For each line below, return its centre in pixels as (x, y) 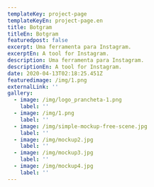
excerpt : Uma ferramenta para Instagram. (70, 47)
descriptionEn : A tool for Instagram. (65, 67)
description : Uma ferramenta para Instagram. (76, 60)
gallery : (20, 93)
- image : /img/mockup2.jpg (54, 139)
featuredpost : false (38, 41)
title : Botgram (30, 27)
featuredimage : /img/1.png (47, 80)
